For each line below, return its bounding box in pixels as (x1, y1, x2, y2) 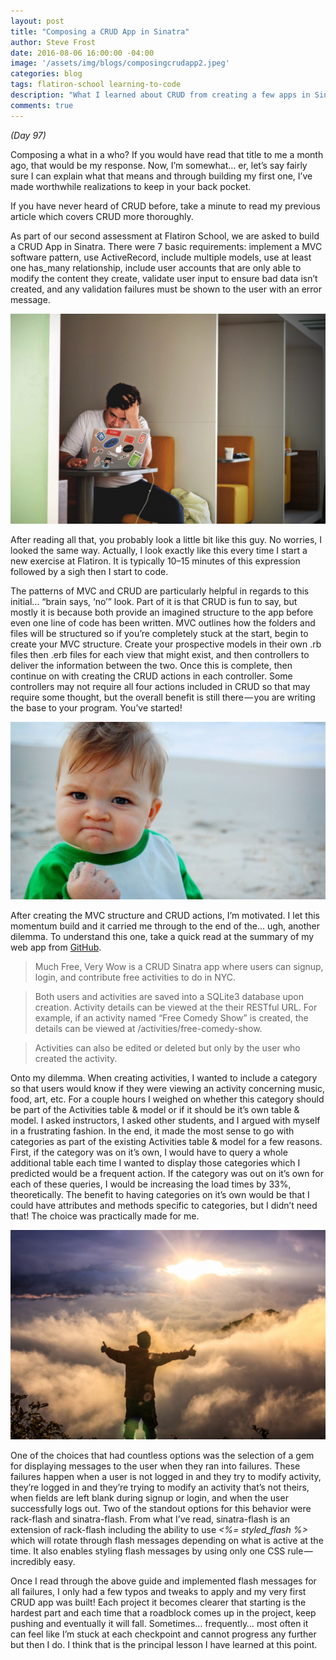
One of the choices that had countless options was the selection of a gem (10, 1450, 315, 1462)
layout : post (10, 16, 65, 26)
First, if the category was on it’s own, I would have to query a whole (10, 1146, 288, 1158)
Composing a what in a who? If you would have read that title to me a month (10, 148, 324, 160)
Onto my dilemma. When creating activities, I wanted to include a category (10, 1071, 318, 1084)
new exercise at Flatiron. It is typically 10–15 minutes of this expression (10, 555, 301, 567)
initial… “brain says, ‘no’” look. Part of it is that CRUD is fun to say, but (10, 596, 298, 608)
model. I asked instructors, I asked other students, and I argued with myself (10, 1114, 321, 1126)
